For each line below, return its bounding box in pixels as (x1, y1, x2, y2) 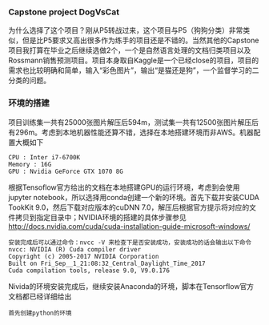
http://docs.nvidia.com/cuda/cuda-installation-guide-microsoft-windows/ (8, 221, 251, 231)
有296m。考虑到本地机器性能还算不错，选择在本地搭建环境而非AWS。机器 (8, 127, 254, 137)
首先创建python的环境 (8, 309, 72, 317)
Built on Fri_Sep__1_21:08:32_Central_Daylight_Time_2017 (8, 259, 206, 267)
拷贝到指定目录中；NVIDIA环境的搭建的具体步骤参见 (14, 212, 187, 222)
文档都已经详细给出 (8, 291, 72, 301)
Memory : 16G (8, 160, 52, 168)
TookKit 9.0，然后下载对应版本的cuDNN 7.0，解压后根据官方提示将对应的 (8, 203, 250, 212)
